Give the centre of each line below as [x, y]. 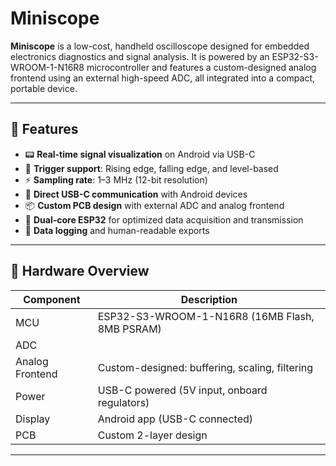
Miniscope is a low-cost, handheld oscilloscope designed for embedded [160, 46]
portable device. [44, 88]
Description [209, 299]
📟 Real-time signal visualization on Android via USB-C [140, 154]
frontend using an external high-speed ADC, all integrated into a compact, [162, 78]
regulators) [123, 402]
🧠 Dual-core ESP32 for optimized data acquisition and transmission [164, 219]
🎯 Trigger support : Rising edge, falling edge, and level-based [151, 168]
